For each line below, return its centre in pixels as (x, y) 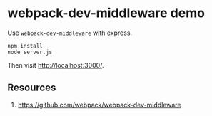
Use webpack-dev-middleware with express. (70, 33)
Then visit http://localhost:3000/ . (56, 65)
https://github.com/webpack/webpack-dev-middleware (99, 105)
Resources (32, 88)
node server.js (30, 52)
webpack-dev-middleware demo (106, 13)
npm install (25, 46)
